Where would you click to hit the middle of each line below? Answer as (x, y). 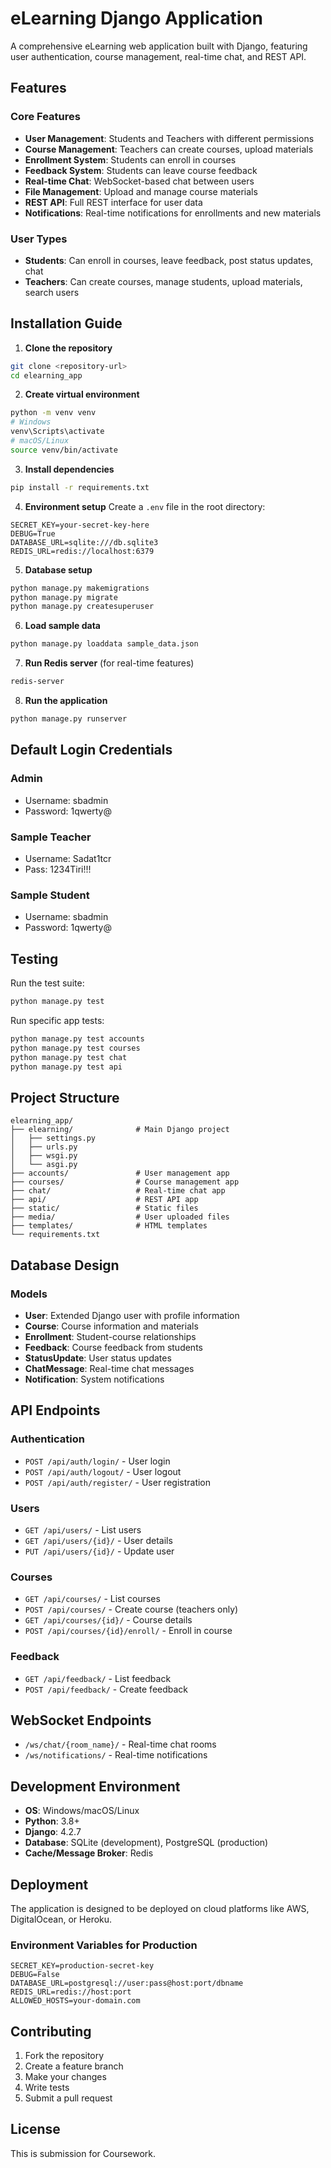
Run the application (66, 701)
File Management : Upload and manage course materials (141, 191)
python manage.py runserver (69, 719)
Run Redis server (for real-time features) (109, 663)
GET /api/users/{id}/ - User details (98, 1540)
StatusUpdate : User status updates (98, 1358)
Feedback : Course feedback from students (113, 1347)
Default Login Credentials (91, 750)
